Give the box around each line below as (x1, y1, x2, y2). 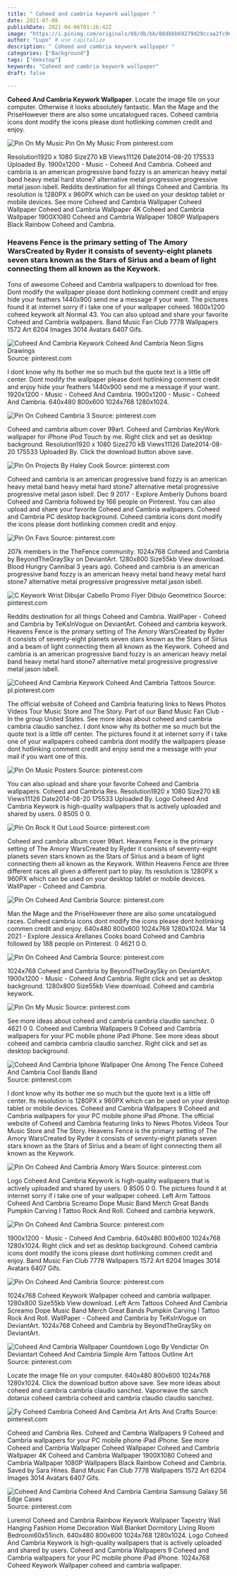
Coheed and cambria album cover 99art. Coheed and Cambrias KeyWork (7, 425, 220, 433)
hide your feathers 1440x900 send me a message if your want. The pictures (7, 295, 229, 304)
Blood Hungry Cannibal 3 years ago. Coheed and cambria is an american (7, 562, 220, 571)
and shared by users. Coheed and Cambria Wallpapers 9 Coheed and (7, 1546, 209, 1554)
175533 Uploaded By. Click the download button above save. (16, 447, 193, 456)
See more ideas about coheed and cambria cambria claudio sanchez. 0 (7, 1017, 215, 1025)
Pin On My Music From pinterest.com (65, 138, 174, 147)
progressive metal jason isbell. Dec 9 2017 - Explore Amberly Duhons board (7, 490, 227, 498)
